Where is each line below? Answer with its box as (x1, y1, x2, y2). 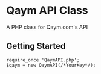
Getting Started (6, 41, 66, 51)
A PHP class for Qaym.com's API (6, 23, 88, 31)
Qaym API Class (6, 4, 89, 17)
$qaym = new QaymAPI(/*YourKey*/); (6, 62, 96, 68)
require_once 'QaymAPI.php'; (6, 57, 80, 63)
